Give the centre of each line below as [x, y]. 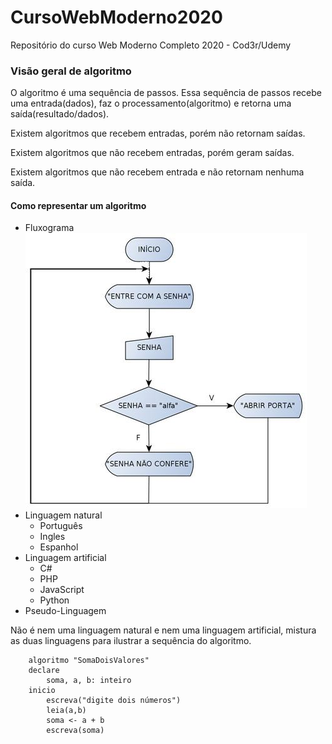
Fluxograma [49, 228]
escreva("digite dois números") [114, 701]
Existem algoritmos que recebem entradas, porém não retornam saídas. [158, 133]
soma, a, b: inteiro [89, 681]
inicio [42, 691]
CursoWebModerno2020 [116, 17]
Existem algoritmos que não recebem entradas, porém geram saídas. [152, 153]
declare [44, 671]
